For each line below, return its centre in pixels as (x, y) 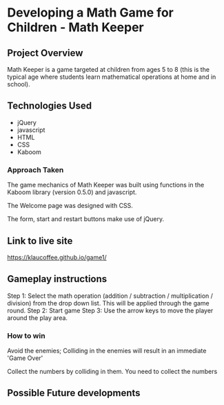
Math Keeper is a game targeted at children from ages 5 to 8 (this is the (109, 69)
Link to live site (40, 241)
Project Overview (45, 53)
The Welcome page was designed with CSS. (70, 206)
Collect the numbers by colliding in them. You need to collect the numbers (112, 372)
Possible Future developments (74, 393)
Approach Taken (35, 169)
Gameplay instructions (57, 279)
